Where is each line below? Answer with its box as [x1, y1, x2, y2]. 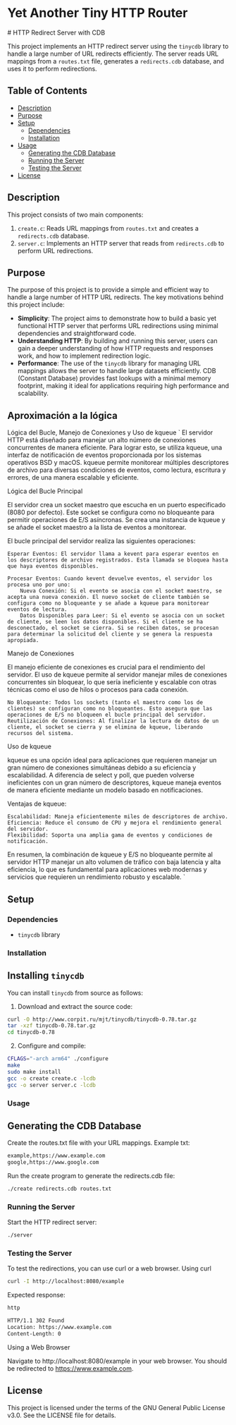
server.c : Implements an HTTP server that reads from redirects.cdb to [17, 238, 225, 248]
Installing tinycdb [7, 970, 85, 982]
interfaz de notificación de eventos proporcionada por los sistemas [7, 451, 202, 459]
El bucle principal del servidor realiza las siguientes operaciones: [7, 537, 196, 545]
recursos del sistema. [7, 730, 74, 737]
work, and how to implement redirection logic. [17, 351, 151, 360]
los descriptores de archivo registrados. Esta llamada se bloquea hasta [7, 557, 229, 564]
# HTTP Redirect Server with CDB [7, 28, 106, 37]
